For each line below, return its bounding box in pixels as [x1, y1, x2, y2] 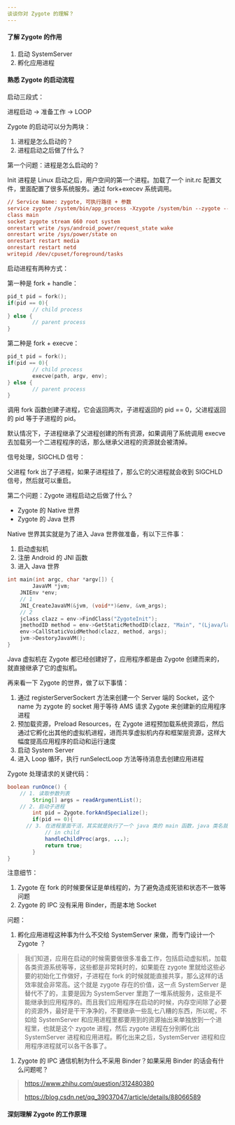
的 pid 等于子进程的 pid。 [7, 414, 80, 423]
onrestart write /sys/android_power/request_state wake [7, 225, 173, 232]
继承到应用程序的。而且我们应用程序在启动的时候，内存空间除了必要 [30, 998, 227, 1007]
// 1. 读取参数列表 [20, 790, 70, 797]
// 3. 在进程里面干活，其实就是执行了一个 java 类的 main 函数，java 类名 [25, 823, 223, 830]
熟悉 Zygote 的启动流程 [7, 76, 75, 84]
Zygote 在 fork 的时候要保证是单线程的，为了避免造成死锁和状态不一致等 [17, 883, 226, 892]
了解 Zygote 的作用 [7, 33, 62, 41]
